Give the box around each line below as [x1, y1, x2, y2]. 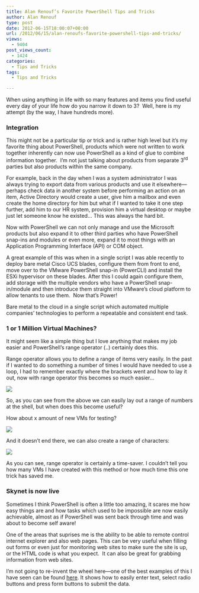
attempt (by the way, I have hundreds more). [6, 109, 114, 116]
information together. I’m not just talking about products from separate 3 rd [6, 156, 188, 164]
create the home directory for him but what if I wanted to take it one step [6, 199, 184, 207]
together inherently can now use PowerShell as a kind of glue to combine [6, 149, 185, 157]
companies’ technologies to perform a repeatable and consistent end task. [6, 310, 188, 317]
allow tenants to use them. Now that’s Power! [6, 292, 117, 299]
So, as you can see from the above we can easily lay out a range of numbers [6, 397, 193, 404]
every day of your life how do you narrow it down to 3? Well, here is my [6, 102, 181, 109]
